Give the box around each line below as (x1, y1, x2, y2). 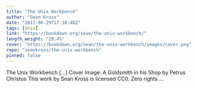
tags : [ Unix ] (6, 25, 38, 31)
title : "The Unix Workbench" (6, 8, 78, 15)
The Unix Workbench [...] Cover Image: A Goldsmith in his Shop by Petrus (6, 69, 186, 76)
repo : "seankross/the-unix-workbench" (6, 47, 102, 53)
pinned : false (6, 53, 41, 58)
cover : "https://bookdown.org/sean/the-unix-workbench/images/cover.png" (6, 42, 192, 48)
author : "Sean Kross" (6, 14, 60, 20)
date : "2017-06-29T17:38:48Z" (6, 19, 81, 25)
